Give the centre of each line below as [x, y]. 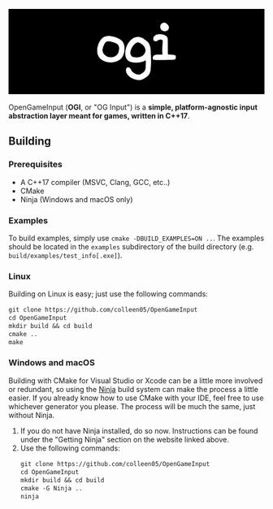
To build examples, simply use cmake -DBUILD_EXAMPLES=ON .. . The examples [136, 238]
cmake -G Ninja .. [51, 488]
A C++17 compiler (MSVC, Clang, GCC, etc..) [95, 182]
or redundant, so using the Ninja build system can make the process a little [133, 389]
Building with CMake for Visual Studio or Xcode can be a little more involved [136, 380]
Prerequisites [35, 165]
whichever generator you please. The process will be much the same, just [132, 406]
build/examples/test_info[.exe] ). [65, 255]
